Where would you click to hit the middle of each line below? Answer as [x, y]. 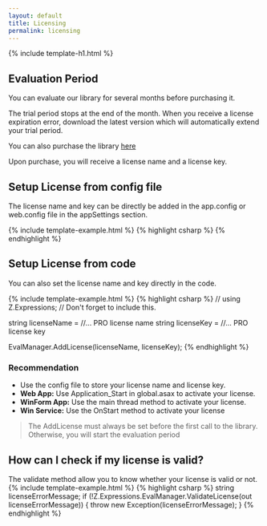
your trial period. [36, 131]
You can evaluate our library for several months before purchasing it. [122, 98]
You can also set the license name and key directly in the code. [112, 283]
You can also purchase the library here [72, 146]
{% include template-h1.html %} [61, 54]
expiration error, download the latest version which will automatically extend [134, 122]
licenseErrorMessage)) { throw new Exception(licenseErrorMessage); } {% [131, 504]
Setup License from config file [85, 186]
